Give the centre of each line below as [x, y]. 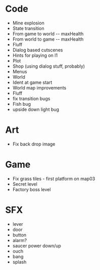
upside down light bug [36, 109]
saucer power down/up [37, 246]
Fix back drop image [34, 144]
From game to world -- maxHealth [48, 34]
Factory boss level [32, 189]
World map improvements [39, 87]
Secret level [25, 184]
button [19, 235]
